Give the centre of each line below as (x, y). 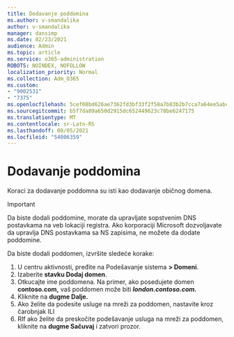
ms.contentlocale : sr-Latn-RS (51, 124)
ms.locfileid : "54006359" (45, 137)
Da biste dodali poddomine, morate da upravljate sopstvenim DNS (102, 218)
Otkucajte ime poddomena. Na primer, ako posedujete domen (106, 282)
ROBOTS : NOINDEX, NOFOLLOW (46, 66)
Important (21, 204)
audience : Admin (31, 46)
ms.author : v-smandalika (43, 20)
